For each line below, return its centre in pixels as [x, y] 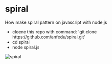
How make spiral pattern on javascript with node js [56, 22]
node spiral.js [26, 47]
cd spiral [21, 42]
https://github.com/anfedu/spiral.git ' [49, 37]
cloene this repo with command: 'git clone [54, 32]
